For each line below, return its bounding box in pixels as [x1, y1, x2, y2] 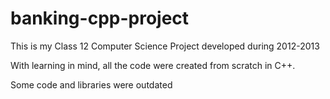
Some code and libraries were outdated [10, 78, 173, 91]
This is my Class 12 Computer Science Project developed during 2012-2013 [10, 40, 320, 52]
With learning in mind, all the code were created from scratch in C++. [10, 59, 296, 71]
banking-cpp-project [10, 7, 190, 30]
